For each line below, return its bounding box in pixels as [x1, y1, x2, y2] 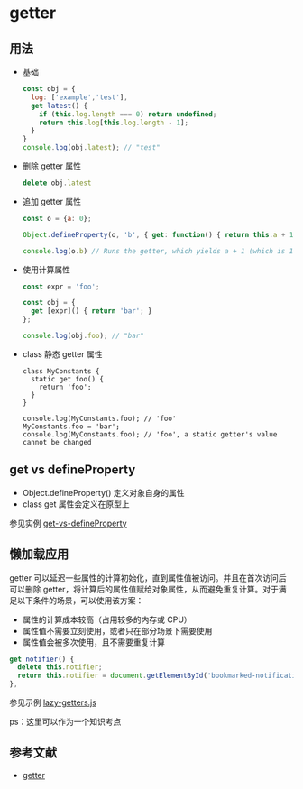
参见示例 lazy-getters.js [9, 697, 97, 708]
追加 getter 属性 [22, 196, 81, 206]
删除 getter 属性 [22, 161, 81, 171]
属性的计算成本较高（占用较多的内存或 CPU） [22, 614, 192, 625]
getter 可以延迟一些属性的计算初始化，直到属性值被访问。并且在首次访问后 [9, 572, 287, 583]
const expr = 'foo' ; [22, 282, 100, 291]
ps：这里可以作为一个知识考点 [9, 716, 122, 727]
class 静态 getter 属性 [22, 348, 103, 359]
